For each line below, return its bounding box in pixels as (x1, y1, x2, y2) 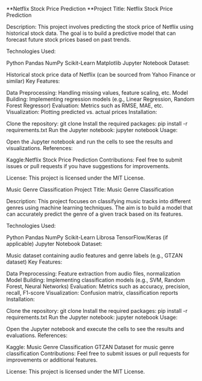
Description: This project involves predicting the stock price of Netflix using (6, 24, 194, 30)
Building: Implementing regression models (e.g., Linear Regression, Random (6, 96, 195, 102)
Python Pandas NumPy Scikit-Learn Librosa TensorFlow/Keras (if (6, 234, 168, 241)
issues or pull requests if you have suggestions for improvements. (6, 163, 170, 169)
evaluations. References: (6, 332, 68, 339)
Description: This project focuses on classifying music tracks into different (6, 198, 191, 204)
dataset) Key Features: (6, 259, 63, 265)
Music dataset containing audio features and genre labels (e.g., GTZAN (6, 252, 183, 259)
